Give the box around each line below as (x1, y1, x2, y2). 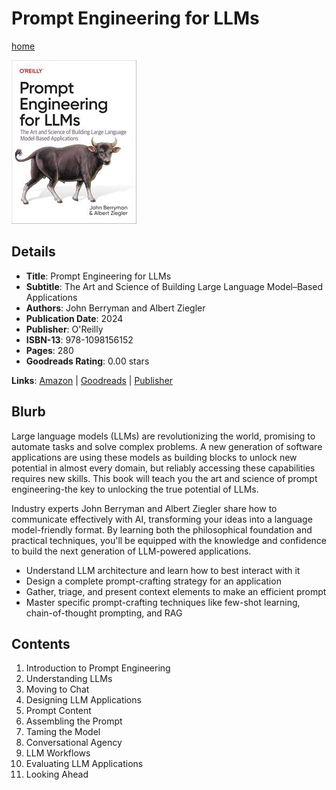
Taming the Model (25, 726, 101, 738)
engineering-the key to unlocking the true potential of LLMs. (11, 483, 259, 495)
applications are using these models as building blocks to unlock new (11, 451, 298, 463)
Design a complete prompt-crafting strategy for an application (25, 575, 282, 587)
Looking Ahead (25, 768, 89, 781)
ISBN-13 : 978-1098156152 (25, 333, 134, 346)
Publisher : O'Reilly (25, 323, 104, 335)
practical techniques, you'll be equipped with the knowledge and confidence (11, 534, 327, 546)
